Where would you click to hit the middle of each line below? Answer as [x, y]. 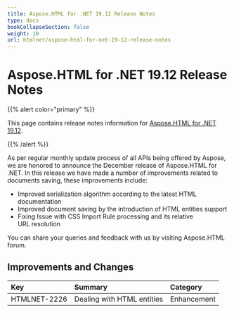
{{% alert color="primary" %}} [51, 109]
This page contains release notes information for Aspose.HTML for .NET [112, 123]
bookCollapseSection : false [48, 27]
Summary [91, 287]
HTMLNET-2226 [39, 299]
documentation [39, 202]
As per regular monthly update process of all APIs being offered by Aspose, [117, 158]
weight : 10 [23, 33]
